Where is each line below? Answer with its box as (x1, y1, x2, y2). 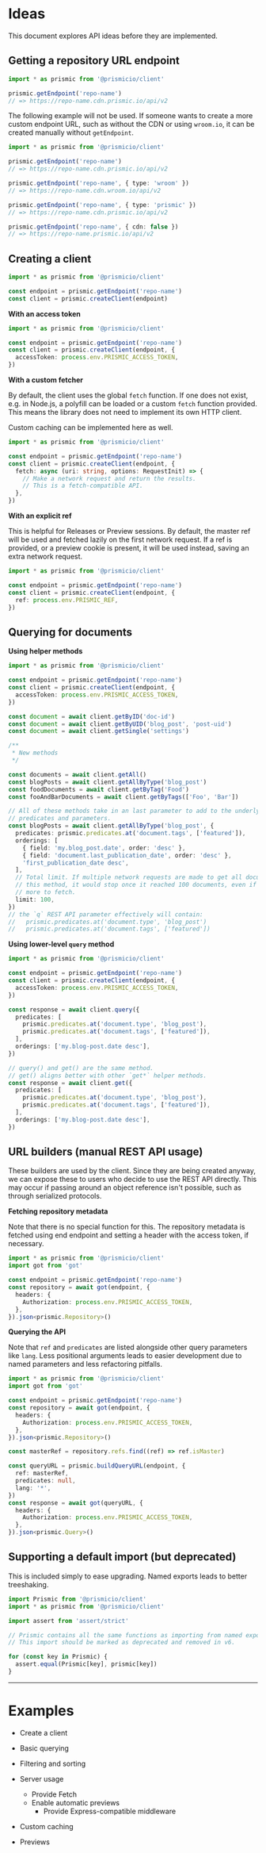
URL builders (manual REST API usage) (8, 1145, 203, 1159)
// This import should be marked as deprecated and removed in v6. (8, 1639, 236, 1647)
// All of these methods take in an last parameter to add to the (8, 807, 232, 815)
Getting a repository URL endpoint (8, 54, 180, 67)
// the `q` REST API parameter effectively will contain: (8, 910, 203, 919)
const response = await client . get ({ (8, 1079, 133, 1087)
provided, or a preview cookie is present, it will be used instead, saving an (8, 543, 249, 553)
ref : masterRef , (15, 1469, 69, 1478)
